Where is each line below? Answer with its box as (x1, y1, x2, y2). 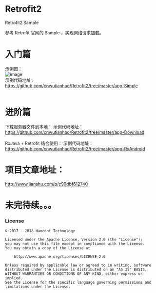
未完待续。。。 (5, 199, 57, 211)
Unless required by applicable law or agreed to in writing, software (5, 263, 152, 268)
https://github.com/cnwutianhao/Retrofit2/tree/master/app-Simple (5, 82, 138, 89)
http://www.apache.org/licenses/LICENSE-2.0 (14, 254, 106, 259)
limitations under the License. (5, 284, 71, 290)
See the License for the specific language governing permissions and (5, 280, 152, 285)
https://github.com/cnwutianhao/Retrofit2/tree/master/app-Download (5, 129, 145, 135)
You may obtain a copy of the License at (5, 246, 91, 251)
